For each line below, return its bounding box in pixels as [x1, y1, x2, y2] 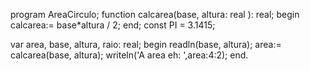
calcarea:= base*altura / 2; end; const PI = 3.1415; [10, 19, 216, 31]
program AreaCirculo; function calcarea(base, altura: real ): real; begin [10, 9, 300, 20]
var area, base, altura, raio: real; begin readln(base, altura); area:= [10, 39, 282, 50]
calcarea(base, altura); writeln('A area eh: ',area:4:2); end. [10, 49, 249, 61]
